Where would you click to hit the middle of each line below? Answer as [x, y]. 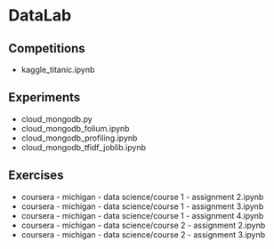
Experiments [44, 97]
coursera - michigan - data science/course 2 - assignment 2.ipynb [143, 225]
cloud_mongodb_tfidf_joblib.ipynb [83, 147]
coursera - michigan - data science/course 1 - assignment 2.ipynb [142, 197]
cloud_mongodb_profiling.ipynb [79, 138]
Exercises [36, 176]
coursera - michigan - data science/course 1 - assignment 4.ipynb [142, 215]
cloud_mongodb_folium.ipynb [75, 128]
